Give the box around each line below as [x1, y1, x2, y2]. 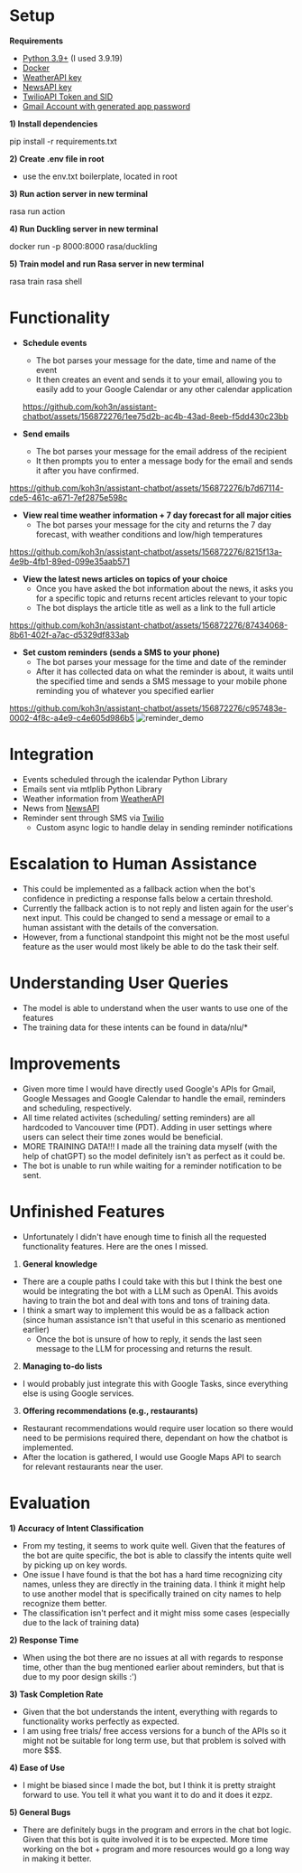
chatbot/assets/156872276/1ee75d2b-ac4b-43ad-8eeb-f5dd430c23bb [22, 410, 288, 421]
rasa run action [9, 205, 66, 217]
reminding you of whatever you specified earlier [35, 685, 215, 696]
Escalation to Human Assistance [9, 854, 258, 874]
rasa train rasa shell [9, 276, 83, 286]
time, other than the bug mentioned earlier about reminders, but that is [22, 1662, 285, 1672]
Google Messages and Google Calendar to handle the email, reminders [22, 1092, 286, 1103]
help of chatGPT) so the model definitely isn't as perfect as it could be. [22, 1150, 286, 1161]
